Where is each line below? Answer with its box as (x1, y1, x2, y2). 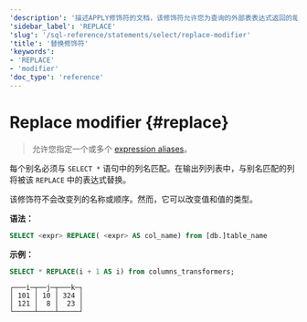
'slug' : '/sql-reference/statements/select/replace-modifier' (9, 30, 251, 39)
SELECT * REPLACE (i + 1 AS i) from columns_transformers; (9, 266, 235, 276)
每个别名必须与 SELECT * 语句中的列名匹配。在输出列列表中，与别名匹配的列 (9, 162, 295, 173)
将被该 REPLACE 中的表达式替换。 (9, 174, 131, 185)
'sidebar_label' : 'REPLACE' (9, 22, 117, 31)
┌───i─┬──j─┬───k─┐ (9, 284, 84, 293)
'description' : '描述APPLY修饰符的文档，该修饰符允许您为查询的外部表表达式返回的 (9, 13, 293, 23)
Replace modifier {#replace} (9, 111, 229, 132)
